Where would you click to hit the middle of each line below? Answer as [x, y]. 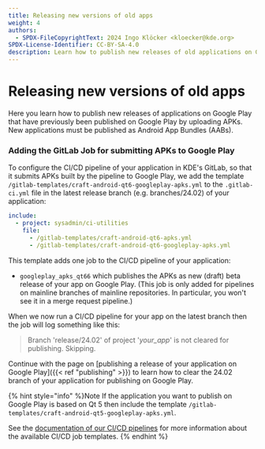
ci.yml [19, 194]
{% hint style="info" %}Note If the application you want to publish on [120, 395]
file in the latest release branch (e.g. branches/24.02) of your [131, 193]
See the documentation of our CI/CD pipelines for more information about [128, 428]
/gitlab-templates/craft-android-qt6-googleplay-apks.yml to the [116, 185]
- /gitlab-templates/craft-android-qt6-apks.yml [110, 238]
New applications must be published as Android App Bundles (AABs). [121, 130]
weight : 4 [24, 23]
